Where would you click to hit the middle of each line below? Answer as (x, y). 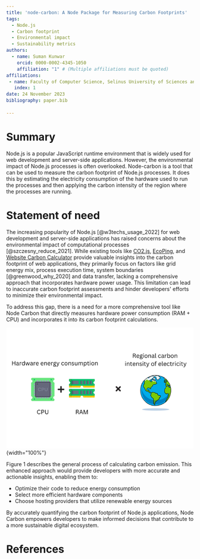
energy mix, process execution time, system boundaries (75, 270)
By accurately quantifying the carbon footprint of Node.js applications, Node (100, 513)
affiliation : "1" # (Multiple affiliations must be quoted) (93, 69)
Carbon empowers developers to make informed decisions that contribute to (100, 519)
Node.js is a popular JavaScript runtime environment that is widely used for (99, 153)
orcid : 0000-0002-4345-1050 (51, 63)
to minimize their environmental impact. (54, 295)
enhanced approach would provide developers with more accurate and (93, 470)
